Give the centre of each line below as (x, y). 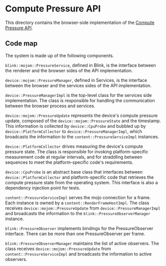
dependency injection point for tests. (43, 188)
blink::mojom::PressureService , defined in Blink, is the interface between (81, 65)
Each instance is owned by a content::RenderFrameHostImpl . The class (77, 203)
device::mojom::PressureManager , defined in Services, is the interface (76, 80)
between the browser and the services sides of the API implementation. (78, 85)
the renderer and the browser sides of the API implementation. (69, 70)
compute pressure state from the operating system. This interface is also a (82, 182)
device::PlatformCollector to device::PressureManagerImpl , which (74, 131)
